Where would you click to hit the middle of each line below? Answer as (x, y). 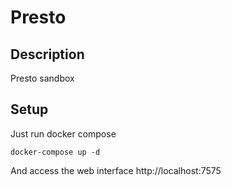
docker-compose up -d (55, 152)
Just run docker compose (63, 133)
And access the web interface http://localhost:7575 (116, 170)
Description (47, 54)
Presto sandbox (42, 78)
